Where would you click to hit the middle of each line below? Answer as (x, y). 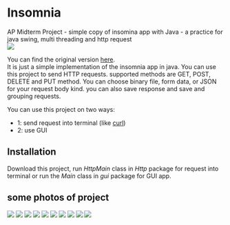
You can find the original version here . (61, 59)
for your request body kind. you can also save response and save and (106, 88)
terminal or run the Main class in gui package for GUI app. (89, 176)
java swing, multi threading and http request (70, 39)
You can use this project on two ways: (61, 109)
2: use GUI (32, 130)
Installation (32, 152)
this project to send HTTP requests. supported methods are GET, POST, (109, 74)
